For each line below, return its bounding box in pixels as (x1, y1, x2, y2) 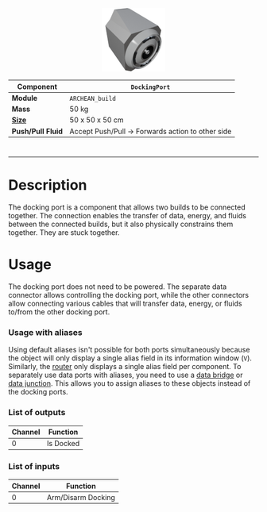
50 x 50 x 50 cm (69, 115, 125, 125)
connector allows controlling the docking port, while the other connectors (8, 291, 249, 300)
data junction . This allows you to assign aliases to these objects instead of (8, 379, 251, 388)
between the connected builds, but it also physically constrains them (8, 219, 234, 229)
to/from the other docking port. (8, 307, 110, 317)
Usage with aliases (8, 326, 83, 337)
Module (11, 93, 38, 102)
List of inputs (8, 460, 60, 472)
